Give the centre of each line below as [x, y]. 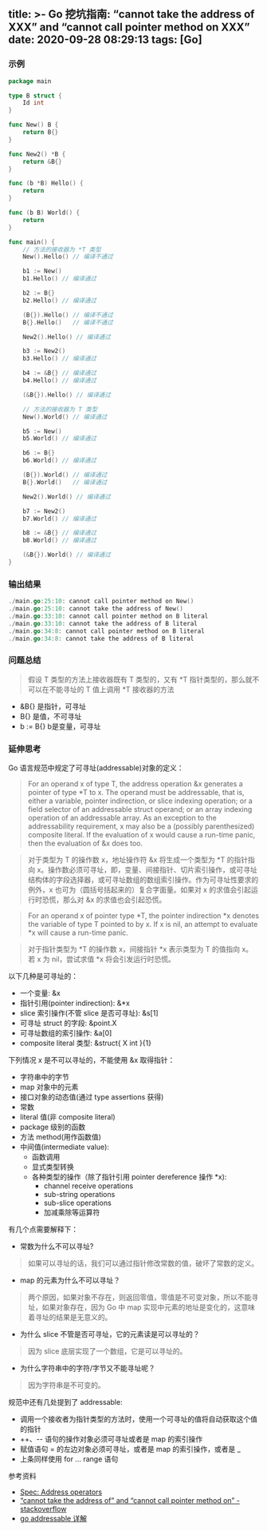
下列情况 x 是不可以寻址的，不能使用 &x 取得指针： [92, 1060]
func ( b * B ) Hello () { [46, 183]
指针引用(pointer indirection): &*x [75, 1003]
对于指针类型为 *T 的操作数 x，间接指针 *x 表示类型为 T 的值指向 [134, 949]
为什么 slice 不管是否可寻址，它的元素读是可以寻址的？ [110, 1334]
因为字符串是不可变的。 [66, 1386]
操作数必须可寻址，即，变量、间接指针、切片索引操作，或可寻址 [152, 870]
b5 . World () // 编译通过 [60, 439]
